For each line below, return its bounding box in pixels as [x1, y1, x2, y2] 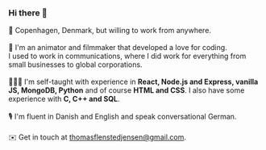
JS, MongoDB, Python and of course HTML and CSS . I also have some [8, 85, 245, 95]
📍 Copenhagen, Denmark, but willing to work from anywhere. [8, 26, 212, 35]
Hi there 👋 [8, 7, 48, 19]
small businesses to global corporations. [8, 60, 143, 69]
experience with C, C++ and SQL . [8, 94, 120, 104]
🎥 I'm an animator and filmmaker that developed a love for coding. [8, 43, 227, 52]
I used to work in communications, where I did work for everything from [8, 52, 247, 61]
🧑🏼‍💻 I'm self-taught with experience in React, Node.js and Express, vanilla [8, 77, 259, 87]
